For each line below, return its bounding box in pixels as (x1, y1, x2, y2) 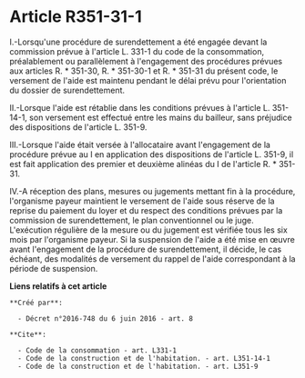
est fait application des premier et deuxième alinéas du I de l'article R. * (9, 158, 278, 169)
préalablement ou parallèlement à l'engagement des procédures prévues (9, 55, 283, 66)
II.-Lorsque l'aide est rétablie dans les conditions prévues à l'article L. (9, 102, 270, 113)
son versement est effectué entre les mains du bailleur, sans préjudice (28, 112, 293, 123)
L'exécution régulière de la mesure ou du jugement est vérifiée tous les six (9, 224, 289, 235)
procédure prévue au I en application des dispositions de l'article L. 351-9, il (9, 148, 294, 160)
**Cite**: (9, 330, 47, 339)
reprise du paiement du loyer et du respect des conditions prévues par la (9, 204, 283, 215)
